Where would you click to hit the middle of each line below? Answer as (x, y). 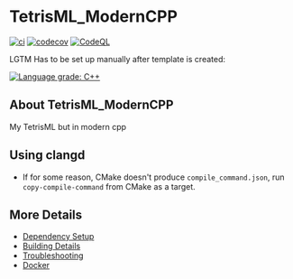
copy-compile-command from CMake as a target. (109, 186)
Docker (36, 265)
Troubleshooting (53, 256)
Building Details (51, 246)
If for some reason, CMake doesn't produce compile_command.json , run (154, 177)
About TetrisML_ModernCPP (92, 105)
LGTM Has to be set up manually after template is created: (117, 59)
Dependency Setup (58, 237)
